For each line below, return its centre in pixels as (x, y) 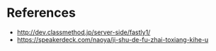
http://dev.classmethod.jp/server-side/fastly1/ (84, 32)
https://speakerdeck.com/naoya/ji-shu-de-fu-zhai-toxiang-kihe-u (113, 39)
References (41, 13)
